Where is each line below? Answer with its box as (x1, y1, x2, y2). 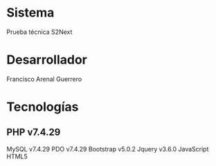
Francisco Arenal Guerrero (6, 75, 82, 83)
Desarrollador (6, 52, 87, 68)
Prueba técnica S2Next (6, 28, 73, 36)
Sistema (6, 5, 55, 21)
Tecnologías (6, 99, 79, 115)
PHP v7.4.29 (6, 127, 61, 138)
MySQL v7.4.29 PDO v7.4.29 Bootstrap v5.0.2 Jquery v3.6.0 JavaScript (6, 145, 209, 153)
